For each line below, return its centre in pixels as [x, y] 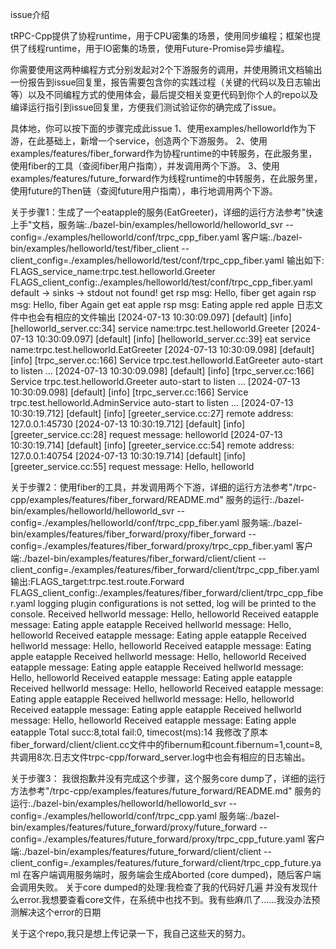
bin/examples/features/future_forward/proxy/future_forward [134, 827]
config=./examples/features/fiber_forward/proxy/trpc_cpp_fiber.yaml [152, 546]
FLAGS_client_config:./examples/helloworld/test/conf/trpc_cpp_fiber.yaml [161, 282]
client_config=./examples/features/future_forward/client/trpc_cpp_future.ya [166, 862]
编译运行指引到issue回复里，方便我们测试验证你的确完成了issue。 [146, 107]
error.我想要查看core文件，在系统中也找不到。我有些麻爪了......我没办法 [165, 899]
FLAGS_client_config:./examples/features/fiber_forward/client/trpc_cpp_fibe [167, 592]
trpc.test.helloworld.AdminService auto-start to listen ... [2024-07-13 [152, 402]
